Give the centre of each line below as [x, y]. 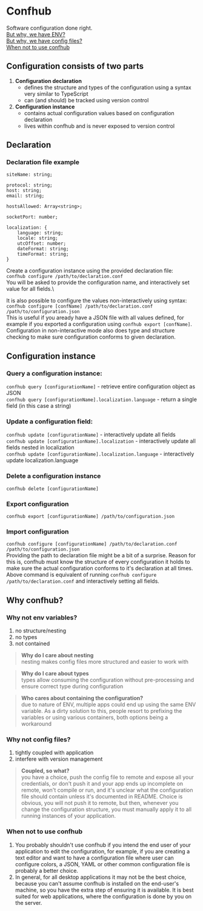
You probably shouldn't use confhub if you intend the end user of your [103, 845]
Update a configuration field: [49, 422]
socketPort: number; [32, 217]
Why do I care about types [55, 673]
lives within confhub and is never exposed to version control [99, 126]
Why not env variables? [42, 617]
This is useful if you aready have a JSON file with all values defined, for [95, 318]
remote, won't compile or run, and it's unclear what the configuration [107, 790]
